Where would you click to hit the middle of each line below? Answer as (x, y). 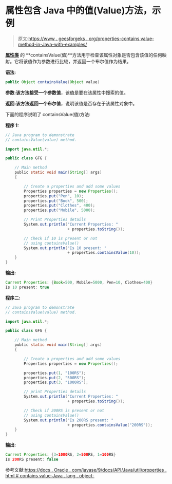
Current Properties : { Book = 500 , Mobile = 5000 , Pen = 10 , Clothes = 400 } (79, 283)
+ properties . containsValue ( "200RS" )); (110, 425)
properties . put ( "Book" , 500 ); (56, 201)
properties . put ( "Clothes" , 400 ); (60, 206)
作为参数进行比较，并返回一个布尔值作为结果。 (82, 61)
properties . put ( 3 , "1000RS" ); (56, 383)
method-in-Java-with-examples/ (52, 44)
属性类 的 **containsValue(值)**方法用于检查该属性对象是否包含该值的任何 (84, 55)
